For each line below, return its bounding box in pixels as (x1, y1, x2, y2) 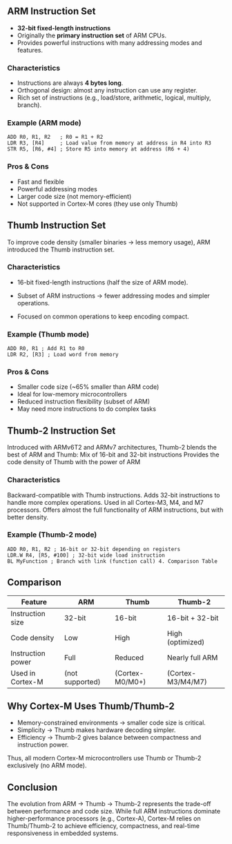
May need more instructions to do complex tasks (17, 405, 157, 413)
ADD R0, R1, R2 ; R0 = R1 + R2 (7, 134, 104, 141)
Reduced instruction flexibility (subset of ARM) (17, 397, 151, 406)
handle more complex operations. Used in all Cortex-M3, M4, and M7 (7, 498, 204, 506)
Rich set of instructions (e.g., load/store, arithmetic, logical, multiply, (17, 93, 212, 102)
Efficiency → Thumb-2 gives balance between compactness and (17, 733, 202, 742)
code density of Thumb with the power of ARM (7, 458, 141, 466)
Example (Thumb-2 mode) (7, 530, 97, 539)
